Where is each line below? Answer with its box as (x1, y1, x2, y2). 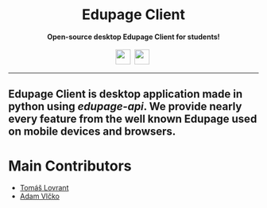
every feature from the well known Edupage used (8, 112, 257, 126)
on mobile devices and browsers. (8, 125, 176, 139)
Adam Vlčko (19, 191, 60, 201)
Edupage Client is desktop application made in (8, 88, 243, 101)
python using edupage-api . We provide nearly (8, 100, 242, 113)
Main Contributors (8, 157, 132, 175)
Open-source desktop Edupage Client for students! (47, 32, 220, 41)
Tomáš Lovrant (19, 183, 69, 193)
